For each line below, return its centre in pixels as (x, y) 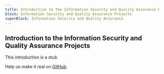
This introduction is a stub (31, 57)
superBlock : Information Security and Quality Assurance (64, 18)
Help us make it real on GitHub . (36, 67)
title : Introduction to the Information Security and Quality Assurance (81, 9)
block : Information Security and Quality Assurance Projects (69, 14)
